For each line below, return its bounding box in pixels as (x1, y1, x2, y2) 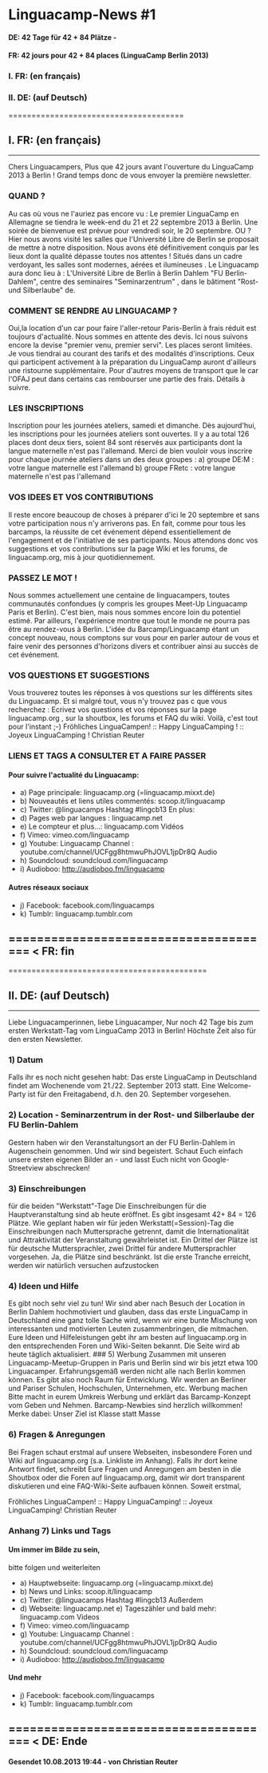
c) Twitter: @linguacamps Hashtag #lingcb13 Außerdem (19, 1595, 203, 1604)
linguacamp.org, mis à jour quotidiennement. (8, 552, 156, 562)
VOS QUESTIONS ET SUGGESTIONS (8, 670, 150, 681)
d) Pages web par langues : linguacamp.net (19, 813, 164, 823)
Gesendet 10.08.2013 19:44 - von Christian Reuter (8, 1756, 178, 1767)
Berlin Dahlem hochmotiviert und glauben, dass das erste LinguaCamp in (8, 1307, 249, 1317)
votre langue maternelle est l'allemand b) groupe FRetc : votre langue (8, 463, 236, 473)
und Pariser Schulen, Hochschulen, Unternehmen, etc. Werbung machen (8, 1384, 248, 1393)
